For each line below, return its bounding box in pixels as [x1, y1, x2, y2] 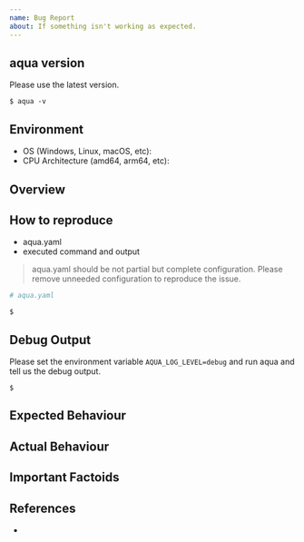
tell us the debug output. [9, 366, 102, 377]
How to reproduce [9, 212, 113, 228]
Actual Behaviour [9, 439, 110, 454]
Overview [9, 182, 66, 197]
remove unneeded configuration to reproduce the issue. [31, 273, 241, 284]
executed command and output [22, 246, 141, 257]
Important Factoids [9, 469, 120, 486]
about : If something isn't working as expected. [9, 22, 197, 31]
